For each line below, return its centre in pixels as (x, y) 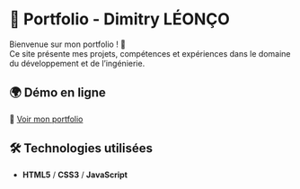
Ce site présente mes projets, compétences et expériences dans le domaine (150, 53)
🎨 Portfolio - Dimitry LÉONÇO (120, 19)
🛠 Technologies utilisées (81, 148)
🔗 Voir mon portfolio (46, 119)
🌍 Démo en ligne (57, 93)
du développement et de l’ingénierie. (77, 63)
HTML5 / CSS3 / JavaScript (75, 175)
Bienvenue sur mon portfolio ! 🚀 (68, 44)
